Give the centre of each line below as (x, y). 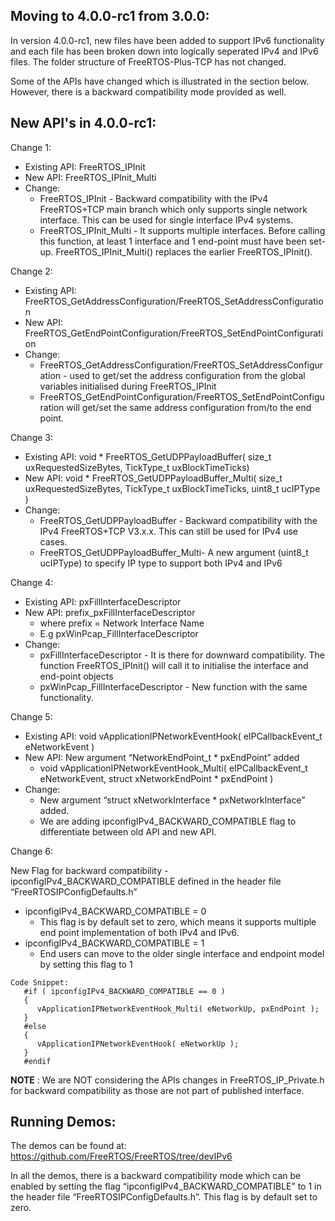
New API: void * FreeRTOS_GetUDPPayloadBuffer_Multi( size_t (153, 478)
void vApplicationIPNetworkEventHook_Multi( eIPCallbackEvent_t (173, 768)
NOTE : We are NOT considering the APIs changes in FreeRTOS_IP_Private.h (167, 1080)
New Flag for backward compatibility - (89, 870)
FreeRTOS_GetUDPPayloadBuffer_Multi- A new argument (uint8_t (174, 552)
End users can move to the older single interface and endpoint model (182, 953)
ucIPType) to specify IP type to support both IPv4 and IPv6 (161, 563)
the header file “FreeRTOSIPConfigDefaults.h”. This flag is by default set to (164, 1197)
